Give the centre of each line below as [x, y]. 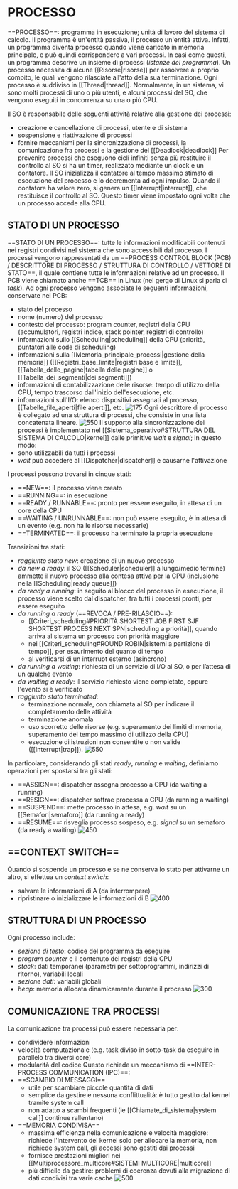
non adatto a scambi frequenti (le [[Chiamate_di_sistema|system [122, 1110]
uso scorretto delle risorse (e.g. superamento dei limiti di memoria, [126, 726]
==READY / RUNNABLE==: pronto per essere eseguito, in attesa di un [119, 502]
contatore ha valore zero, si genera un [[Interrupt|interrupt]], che [112, 188]
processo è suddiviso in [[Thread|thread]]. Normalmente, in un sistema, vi [115, 85]
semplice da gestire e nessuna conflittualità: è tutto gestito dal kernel [129, 1095]
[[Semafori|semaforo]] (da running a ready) [81, 814]
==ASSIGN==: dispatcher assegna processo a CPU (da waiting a [112, 784]
